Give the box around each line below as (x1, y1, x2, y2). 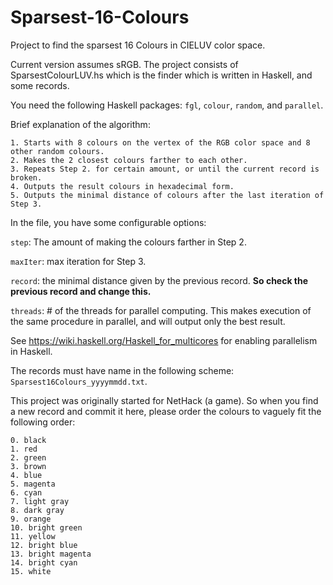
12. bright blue (10, 540, 78, 550)
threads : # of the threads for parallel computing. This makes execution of (10, 304, 312, 316)
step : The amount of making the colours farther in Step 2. (10, 236, 247, 248)
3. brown (10, 461, 47, 471)
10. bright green (10, 522, 83, 533)
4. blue (10, 470, 43, 480)
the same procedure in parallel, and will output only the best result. (10, 315, 286, 327)
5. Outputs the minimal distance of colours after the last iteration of (10, 190, 325, 200)
